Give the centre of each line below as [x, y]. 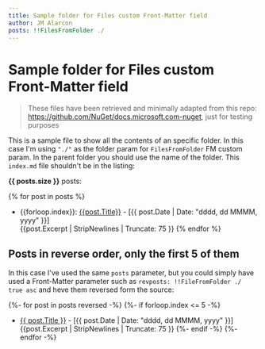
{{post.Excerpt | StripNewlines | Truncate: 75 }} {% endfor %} [121, 229]
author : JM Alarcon [40, 23]
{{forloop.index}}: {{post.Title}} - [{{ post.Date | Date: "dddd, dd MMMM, [138, 212]
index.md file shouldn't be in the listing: [71, 166]
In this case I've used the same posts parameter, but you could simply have [131, 273]
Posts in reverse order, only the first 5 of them [124, 253]
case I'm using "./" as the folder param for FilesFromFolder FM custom [125, 149]
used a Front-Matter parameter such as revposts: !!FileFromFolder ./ [125, 282]
